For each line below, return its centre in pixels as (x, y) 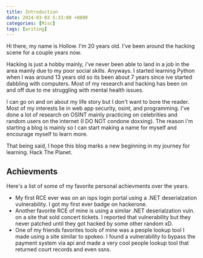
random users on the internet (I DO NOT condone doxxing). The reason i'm (100, 121)
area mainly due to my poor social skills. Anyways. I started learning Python (101, 71)
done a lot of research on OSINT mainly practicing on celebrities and (92, 115)
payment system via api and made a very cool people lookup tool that (102, 243)
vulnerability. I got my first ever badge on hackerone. (81, 205)
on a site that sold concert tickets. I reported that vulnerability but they (103, 217)
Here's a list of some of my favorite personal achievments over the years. (98, 186)
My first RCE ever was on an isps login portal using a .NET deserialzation (106, 198)
